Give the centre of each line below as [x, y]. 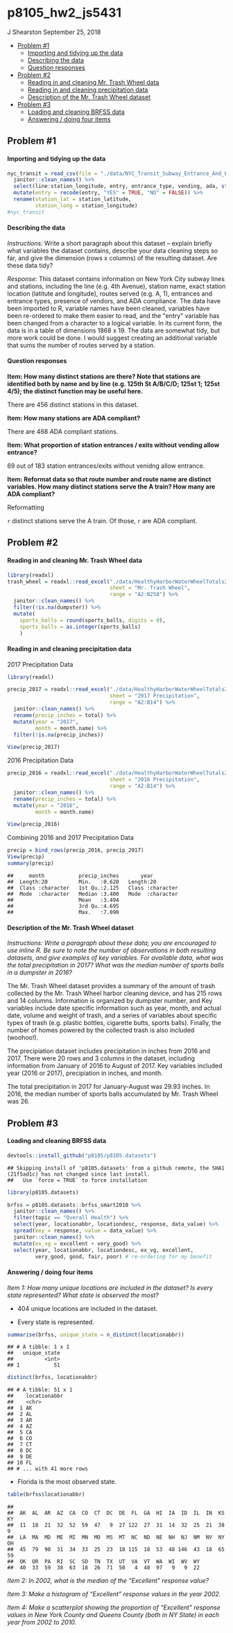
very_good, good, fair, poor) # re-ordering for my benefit [124, 1257]
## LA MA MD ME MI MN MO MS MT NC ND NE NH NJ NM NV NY [116, 1538]
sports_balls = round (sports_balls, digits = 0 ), [93, 620]
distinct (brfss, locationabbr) [52, 1378]
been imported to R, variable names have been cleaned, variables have [109, 308]
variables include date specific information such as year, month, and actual [114, 1008]
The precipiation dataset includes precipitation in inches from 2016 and [109, 1051]
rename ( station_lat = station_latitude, [72, 199]
